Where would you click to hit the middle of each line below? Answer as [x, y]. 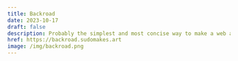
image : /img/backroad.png [45, 46]
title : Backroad [31, 14]
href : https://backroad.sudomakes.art [64, 40]
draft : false [27, 27]
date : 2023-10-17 [33, 20]
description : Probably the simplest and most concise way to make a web [117, 33]
